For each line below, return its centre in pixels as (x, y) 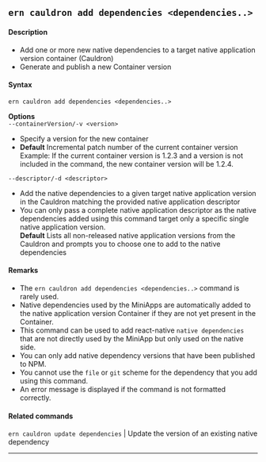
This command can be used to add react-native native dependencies (132, 330)
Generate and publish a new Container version (95, 67)
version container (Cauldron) (66, 58)
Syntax (20, 85)
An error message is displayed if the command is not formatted (123, 389)
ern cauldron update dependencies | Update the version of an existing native (133, 433)
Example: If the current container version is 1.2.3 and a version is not (131, 156)
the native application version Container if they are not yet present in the (138, 313)
